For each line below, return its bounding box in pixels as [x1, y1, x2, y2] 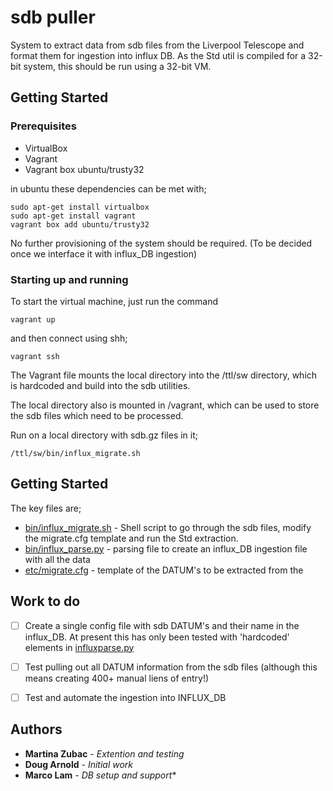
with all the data [24, 553, 91, 565]
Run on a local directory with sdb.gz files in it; [10, 429, 199, 441]
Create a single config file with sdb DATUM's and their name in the [24, 619, 300, 631]
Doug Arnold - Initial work [24, 758, 134, 770]
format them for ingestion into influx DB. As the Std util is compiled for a [10, 49, 307, 61]
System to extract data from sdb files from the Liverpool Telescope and [10, 39, 305, 51]
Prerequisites [10, 119, 77, 133]
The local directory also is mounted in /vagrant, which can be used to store [10, 399, 320, 411]
